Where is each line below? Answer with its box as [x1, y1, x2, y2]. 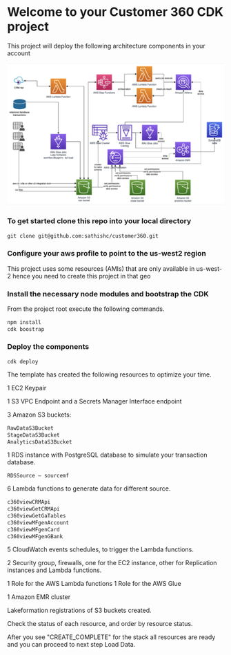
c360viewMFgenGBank [7, 533, 63, 540]
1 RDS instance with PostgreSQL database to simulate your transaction [7, 450, 208, 459]
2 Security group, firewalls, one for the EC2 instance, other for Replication [7, 559, 217, 567]
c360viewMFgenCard [7, 526, 60, 533]
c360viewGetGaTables [7, 513, 67, 520]
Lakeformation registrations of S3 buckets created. [7, 606, 152, 615]
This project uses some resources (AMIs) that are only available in [7, 264, 195, 273]
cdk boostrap [7, 326, 45, 333]
